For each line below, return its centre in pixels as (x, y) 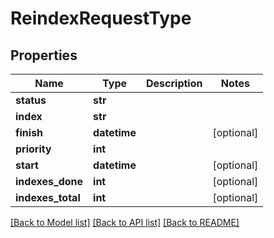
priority (33, 149)
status (31, 100)
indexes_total (48, 197)
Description (174, 83)
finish (29, 132)
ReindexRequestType (101, 18)
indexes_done (49, 181)
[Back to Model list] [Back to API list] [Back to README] (125, 222)
